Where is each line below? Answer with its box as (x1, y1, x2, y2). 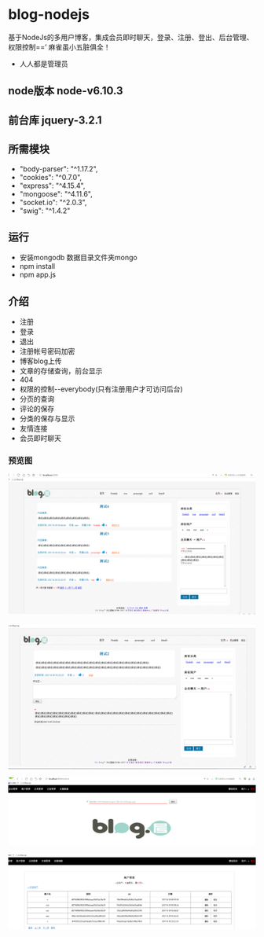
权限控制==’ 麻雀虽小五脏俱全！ (8, 42, 112, 52)
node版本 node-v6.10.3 (8, 84, 123, 97)
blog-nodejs (8, 6, 90, 24)
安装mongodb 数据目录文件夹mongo (19, 253, 137, 263)
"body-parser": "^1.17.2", (19, 164, 98, 174)
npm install (19, 262, 56, 271)
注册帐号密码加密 (19, 347, 75, 356)
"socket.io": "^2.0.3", (19, 197, 87, 207)
